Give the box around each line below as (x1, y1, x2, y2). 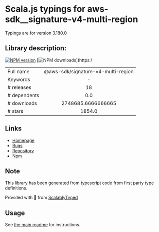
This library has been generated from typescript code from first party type (5, 180, 154, 186)
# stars (7, 107, 23, 114)
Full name (7, 68, 30, 75)
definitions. (5, 185, 28, 191)
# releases (7, 84, 32, 91)
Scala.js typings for (5, 3, 86, 15)
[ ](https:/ (36, 57, 92, 63)
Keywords (7, 76, 31, 83)
